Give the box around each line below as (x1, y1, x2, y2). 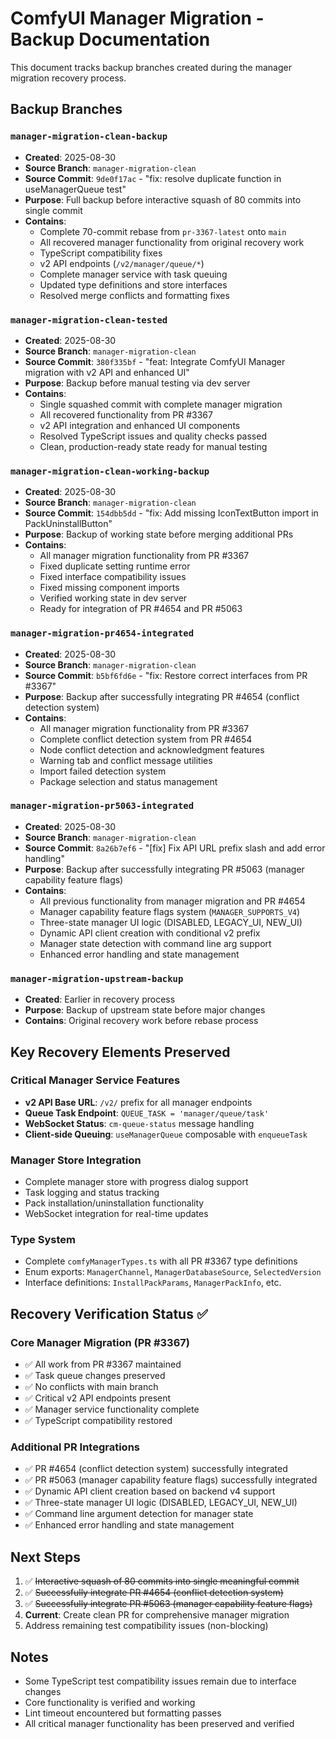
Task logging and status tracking (24, 1187, 160, 1199)
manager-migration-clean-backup (10, 131, 168, 142)
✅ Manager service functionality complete (24, 1403, 200, 1416)
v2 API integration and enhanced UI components (39, 419, 241, 431)
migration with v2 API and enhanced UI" (24, 366, 190, 378)
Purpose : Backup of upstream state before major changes (24, 1004, 266, 1016)
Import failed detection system (39, 765, 167, 777)
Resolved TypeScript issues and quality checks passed (39, 430, 267, 442)
